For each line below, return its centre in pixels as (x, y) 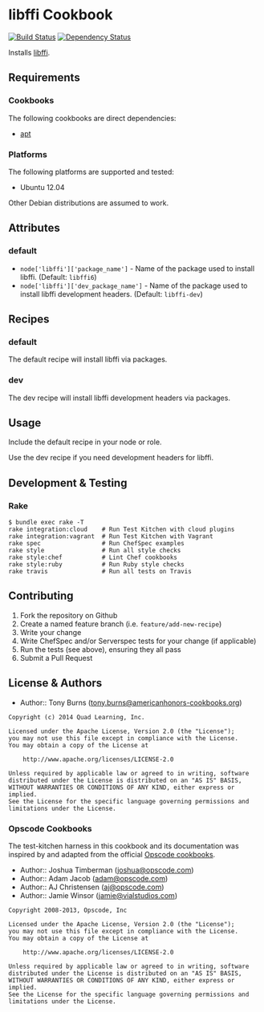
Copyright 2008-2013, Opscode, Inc (68, 911)
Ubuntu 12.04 (42, 187)
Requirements (44, 78)
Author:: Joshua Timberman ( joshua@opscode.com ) (107, 870)
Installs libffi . (29, 52)
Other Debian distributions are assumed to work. (89, 203)
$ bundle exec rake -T (46, 523)
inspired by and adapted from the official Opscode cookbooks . (112, 855)
